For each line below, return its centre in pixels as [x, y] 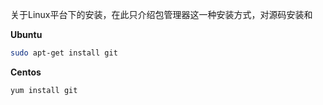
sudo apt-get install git [64, 53]
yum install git [44, 90]
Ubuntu [26, 34]
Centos [26, 72]
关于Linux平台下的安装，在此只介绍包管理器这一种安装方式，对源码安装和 [161, 14]
